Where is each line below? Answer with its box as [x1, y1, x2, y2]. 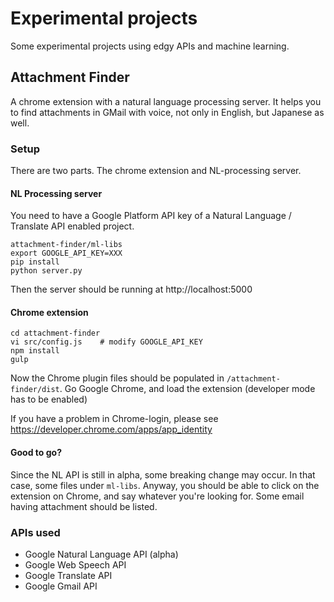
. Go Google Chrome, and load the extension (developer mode [59, 383, 316, 395]
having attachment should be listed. [10, 500, 158, 512]
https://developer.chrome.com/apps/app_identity [10, 423, 213, 436]
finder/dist [10, 385, 60, 395]
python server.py [10, 266, 83, 276]
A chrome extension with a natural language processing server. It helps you [10, 95, 322, 107]
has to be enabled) [10, 393, 88, 406]
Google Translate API [24, 569, 113, 581]
